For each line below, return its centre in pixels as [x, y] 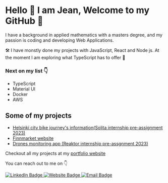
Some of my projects [38, 115]
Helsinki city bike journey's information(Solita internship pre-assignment [88, 128]
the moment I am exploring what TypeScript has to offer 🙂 [65, 57]
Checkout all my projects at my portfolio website [55, 153]
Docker [20, 95]
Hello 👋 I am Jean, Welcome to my [77, 10]
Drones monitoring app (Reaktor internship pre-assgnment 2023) [80, 144]
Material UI [24, 89]
